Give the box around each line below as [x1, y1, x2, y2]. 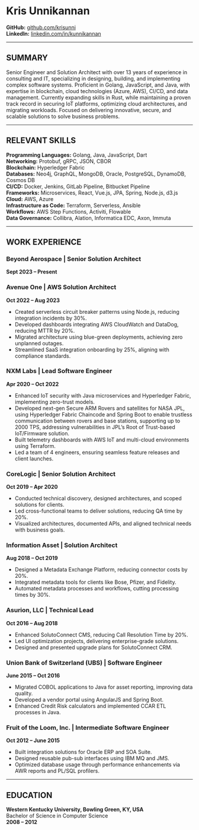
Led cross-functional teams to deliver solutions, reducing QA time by [14, 507, 183, 514]
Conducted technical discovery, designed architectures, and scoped [14, 495, 182, 502]
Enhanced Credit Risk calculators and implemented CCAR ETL [14, 702, 166, 710]
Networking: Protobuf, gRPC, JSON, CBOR [6, 157, 111, 164]
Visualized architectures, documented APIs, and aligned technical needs [14, 520, 191, 527]
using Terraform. [14, 442, 56, 449]
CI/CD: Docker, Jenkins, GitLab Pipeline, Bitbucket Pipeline [6, 183, 150, 190]
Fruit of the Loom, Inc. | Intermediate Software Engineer [6, 723, 169, 732]
